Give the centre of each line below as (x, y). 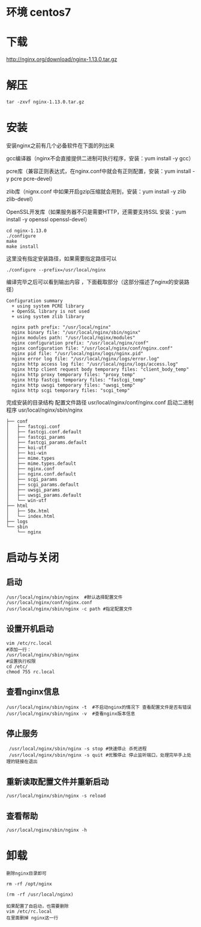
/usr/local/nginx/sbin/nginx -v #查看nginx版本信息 (71, 714)
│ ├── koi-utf (26, 448)
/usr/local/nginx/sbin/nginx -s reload (56, 796)
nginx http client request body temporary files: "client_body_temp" (100, 369)
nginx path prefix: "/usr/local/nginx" (61, 327)
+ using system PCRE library (48, 306)
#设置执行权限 (21, 661)
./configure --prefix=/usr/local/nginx (56, 270)
